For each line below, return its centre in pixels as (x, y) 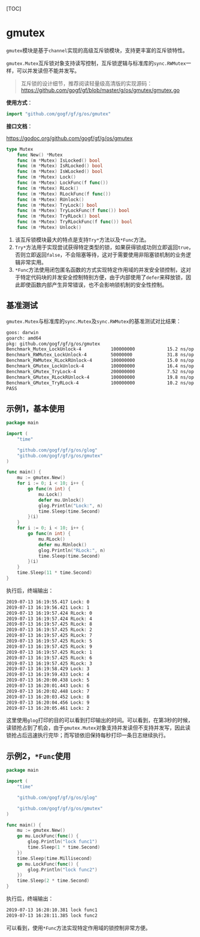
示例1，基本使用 (36, 408)
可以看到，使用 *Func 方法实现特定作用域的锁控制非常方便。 (78, 927)
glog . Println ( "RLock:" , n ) (72, 550)
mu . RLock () (52, 539)
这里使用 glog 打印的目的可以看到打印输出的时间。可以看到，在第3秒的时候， (100, 720)
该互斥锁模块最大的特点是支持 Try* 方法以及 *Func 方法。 (82, 239)
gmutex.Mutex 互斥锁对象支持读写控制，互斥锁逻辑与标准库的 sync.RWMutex (96, 63)
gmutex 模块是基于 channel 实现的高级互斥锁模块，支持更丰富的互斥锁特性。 (97, 50)
